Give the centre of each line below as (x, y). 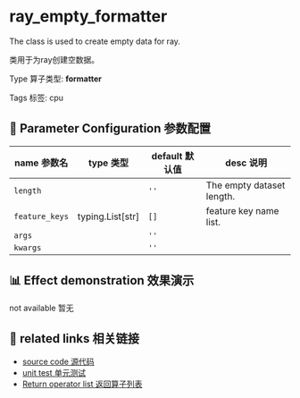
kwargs (28, 247)
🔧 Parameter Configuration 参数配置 (110, 128)
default (167, 156)
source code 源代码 (58, 362)
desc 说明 (246, 163)
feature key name (242, 210)
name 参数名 (42, 163)
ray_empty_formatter (88, 17)
